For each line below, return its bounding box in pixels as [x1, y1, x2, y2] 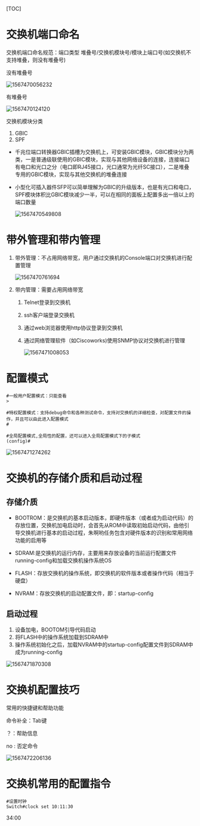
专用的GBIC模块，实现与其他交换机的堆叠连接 [14, 171, 127, 178]
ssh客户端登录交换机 [23, 311, 75, 318]
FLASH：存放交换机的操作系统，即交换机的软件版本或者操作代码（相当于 [14, 569, 195, 576]
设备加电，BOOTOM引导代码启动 [14, 625, 96, 633]
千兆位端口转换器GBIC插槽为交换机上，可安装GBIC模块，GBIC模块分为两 [14, 148, 194, 155]
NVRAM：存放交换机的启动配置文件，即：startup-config [14, 590, 154, 597]
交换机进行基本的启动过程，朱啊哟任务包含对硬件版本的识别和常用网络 [20, 529, 193, 536]
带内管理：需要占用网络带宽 [14, 286, 84, 293]
